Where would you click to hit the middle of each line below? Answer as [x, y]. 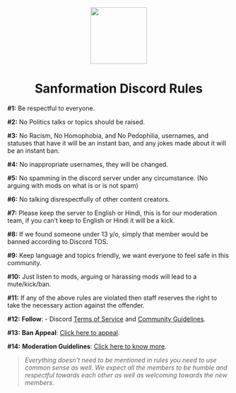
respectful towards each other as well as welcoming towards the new [126, 375]
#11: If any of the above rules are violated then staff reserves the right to [112, 298]
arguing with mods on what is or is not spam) [73, 185]
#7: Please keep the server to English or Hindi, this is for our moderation [112, 213]
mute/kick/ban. [29, 284]
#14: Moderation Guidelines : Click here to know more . [87, 346]
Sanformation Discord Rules [119, 89]
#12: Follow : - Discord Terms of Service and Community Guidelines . [107, 319]
